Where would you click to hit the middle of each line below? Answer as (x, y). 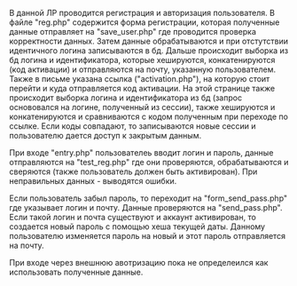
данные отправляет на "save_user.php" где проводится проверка (133, 32)
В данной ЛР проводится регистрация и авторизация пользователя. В (142, 13)
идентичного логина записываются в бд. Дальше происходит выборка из (149, 51)
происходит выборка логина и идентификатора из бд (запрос (125, 98)
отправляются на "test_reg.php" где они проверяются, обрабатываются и (149, 162)
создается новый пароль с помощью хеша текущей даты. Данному (137, 226)
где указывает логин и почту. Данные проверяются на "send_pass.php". (146, 207)
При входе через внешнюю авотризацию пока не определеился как (139, 262)
